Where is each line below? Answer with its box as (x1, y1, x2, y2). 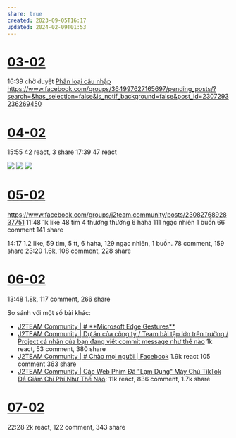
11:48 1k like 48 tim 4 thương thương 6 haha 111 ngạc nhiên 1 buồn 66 (25, 218, 225, 227)
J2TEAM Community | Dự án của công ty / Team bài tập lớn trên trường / (17, 330, 229, 338)
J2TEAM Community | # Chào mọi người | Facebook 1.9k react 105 (17, 353, 211, 361)
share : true (7, 10, 42, 18)
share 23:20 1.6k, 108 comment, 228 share (7, 247, 132, 255)
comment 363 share (17, 360, 77, 368)
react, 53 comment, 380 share (17, 345, 106, 353)
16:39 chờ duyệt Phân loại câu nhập (7, 77, 111, 85)
